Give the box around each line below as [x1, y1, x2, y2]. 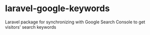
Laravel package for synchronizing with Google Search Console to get [5, 19, 146, 25]
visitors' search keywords [5, 24, 57, 30]
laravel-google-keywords [5, 3, 110, 14]
